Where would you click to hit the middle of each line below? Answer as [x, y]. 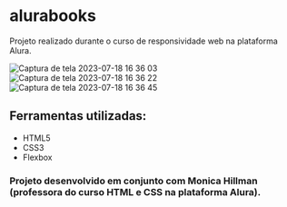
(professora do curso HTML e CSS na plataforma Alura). [135, 192]
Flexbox [37, 157]
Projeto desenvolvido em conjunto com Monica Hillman [134, 181]
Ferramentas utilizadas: [78, 116]
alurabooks [53, 16]
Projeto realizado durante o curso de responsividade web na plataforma [144, 41]
